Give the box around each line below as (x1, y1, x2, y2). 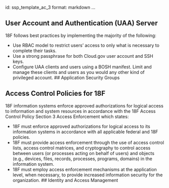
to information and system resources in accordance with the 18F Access (5, 108, 156, 114)
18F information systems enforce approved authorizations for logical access (5, 102, 163, 108)
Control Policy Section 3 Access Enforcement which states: (5, 114, 129, 120)
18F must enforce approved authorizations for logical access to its (12, 123, 150, 129)
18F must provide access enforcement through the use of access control (12, 139, 164, 145)
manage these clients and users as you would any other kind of (12, 69, 145, 75)
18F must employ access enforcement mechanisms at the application (12, 166, 157, 172)
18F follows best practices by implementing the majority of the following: (5, 32, 157, 39)
